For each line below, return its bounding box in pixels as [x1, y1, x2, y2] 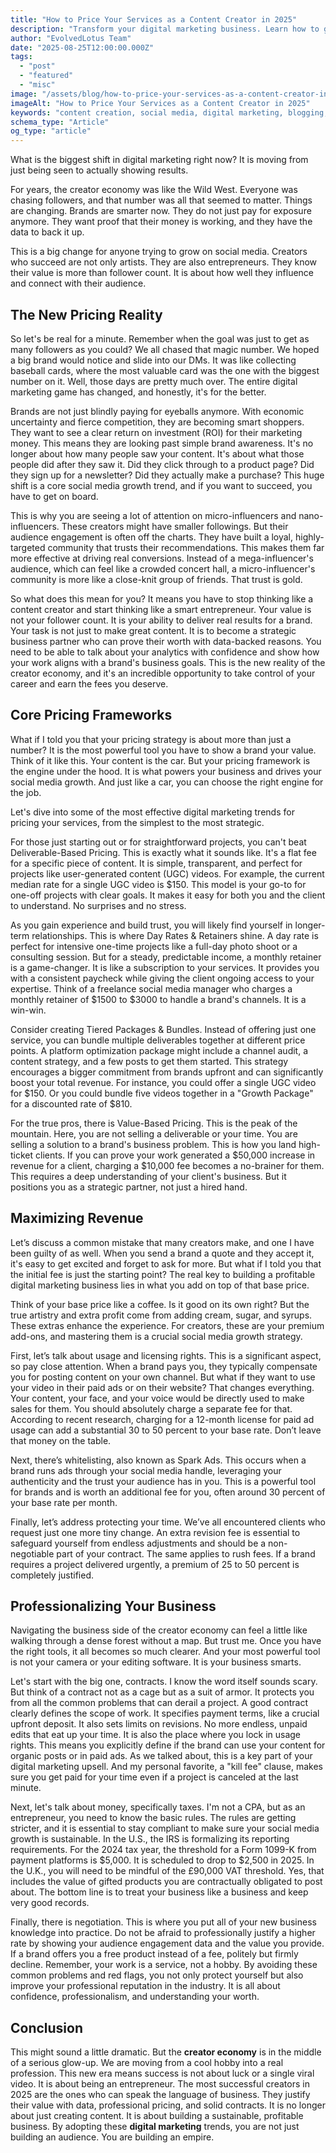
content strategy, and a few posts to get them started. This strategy [10, 1055, 289, 1067]
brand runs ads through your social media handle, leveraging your [10, 1464, 282, 1476]
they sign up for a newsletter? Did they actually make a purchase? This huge [10, 469, 325, 481]
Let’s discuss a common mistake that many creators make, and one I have [10, 1236, 315, 1248]
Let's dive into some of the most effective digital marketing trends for [10, 806, 295, 818]
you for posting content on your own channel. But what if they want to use [10, 1371, 316, 1383]
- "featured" [19, 71, 74, 81]
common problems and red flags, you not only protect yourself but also [10, 1969, 304, 1981]
